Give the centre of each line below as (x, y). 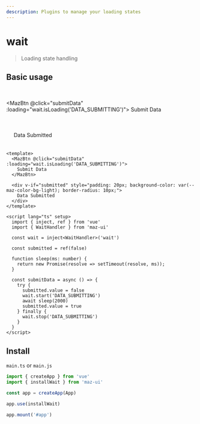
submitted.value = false (53, 290)
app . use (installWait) (33, 404)
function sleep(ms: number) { (49, 259)
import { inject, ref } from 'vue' (56, 222)
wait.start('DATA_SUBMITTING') (61, 296)
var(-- (186, 185)
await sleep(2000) (45, 301)
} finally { (32, 312)
